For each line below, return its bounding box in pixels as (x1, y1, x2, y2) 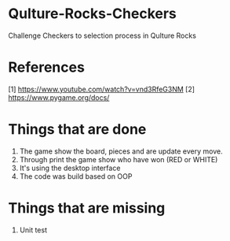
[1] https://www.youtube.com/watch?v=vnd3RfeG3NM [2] (8, 84, 195, 94)
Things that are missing (8, 199, 166, 217)
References (8, 58, 85, 76)
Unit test (19, 225, 47, 235)
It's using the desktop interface (19, 163, 121, 172)
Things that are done (8, 120, 147, 139)
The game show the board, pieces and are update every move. (19, 146, 223, 156)
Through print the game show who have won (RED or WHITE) (19, 154, 218, 164)
